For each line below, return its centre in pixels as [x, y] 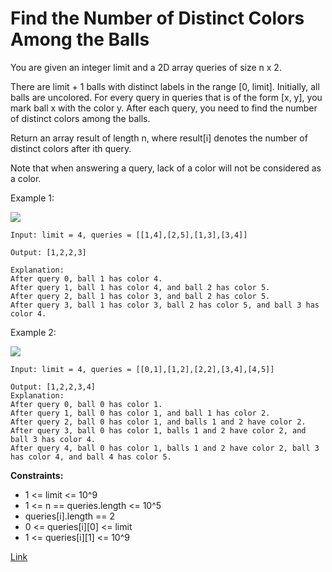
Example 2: [33, 332]
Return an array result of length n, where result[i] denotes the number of [159, 138]
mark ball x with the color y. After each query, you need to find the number [164, 108]
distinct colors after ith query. [71, 148]
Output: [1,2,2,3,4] [53, 387]
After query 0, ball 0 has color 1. [86, 404]
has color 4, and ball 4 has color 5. [91, 457]
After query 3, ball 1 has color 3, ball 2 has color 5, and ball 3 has [165, 305]
